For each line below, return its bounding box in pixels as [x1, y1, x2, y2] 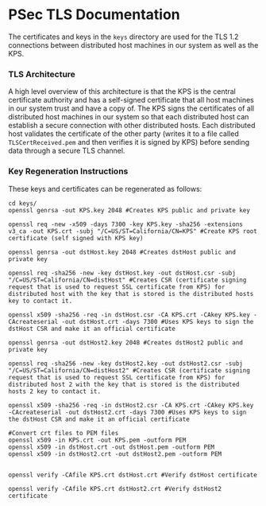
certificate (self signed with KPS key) [8, 234, 145, 242]
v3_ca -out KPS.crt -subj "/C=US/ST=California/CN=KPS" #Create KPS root [8, 227, 258, 235]
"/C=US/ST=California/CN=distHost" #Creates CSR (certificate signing [8, 276, 247, 284]
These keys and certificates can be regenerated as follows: [8, 184, 202, 193]
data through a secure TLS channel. [8, 146, 125, 156]
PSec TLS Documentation [8, 6, 180, 24]
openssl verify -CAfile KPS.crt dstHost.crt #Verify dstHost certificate [8, 471, 258, 479]
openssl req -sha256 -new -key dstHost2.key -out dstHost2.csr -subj [8, 360, 244, 368]
